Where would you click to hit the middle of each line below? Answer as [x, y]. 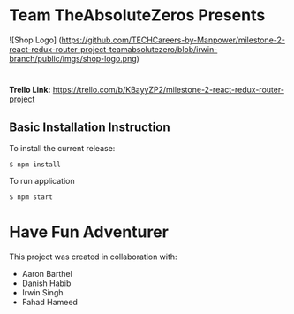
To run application [42, 180]
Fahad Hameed [49, 302]
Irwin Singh [42, 292]
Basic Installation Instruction [90, 127]
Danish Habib [46, 283]
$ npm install [35, 165]
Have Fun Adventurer [89, 232]
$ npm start [31, 197]
